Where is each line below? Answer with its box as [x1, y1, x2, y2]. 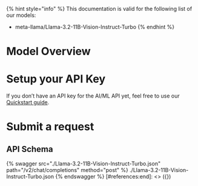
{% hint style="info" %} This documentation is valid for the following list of [6, 5, 193, 12]
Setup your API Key [6, 72, 106, 86]
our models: [6, 12, 36, 19]
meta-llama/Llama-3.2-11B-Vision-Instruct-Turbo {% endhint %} [15, 24, 174, 30]
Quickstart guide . [6, 99, 50, 106]
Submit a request [6, 120, 94, 134]
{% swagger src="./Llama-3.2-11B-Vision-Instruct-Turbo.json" [6, 160, 161, 167]
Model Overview [6, 45, 91, 58]
